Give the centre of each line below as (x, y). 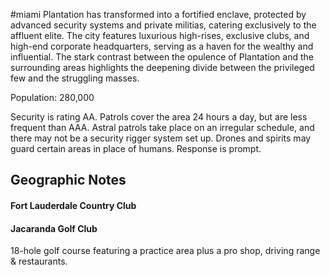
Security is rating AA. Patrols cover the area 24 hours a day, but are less (159, 117)
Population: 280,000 (52, 97)
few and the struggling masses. (75, 78)
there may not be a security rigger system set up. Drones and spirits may (161, 138)
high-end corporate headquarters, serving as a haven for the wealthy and (162, 46)
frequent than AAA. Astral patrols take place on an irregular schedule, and (162, 127)
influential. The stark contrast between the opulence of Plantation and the (162, 57)
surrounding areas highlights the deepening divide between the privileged (162, 67)
